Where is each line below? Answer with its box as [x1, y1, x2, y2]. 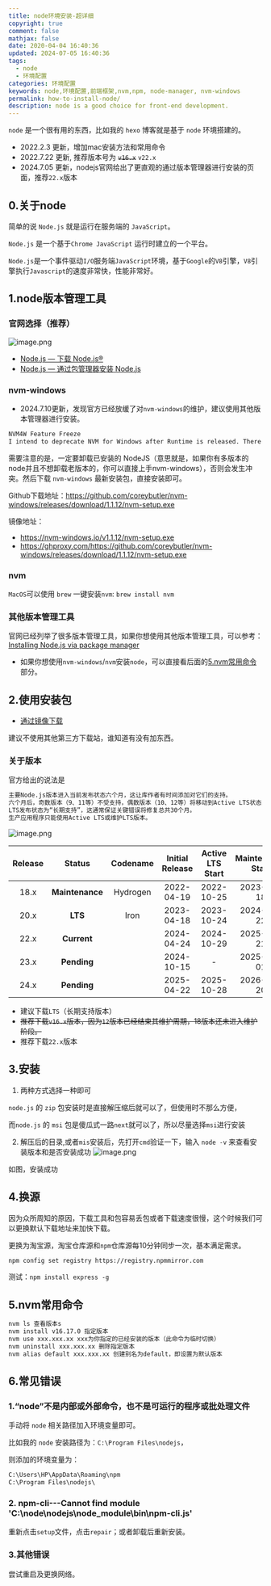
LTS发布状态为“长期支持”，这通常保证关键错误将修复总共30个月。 [8, 806, 196, 814]
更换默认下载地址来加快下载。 [15, 1223, 115, 1233]
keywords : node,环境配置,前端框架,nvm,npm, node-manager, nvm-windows [8, 86, 241, 95]
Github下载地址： [8, 490, 66, 500]
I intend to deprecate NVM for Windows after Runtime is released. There [8, 437, 262, 445]
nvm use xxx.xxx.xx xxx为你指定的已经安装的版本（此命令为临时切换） [8, 1335, 220, 1343]
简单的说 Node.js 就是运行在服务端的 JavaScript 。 [8, 221, 175, 231]
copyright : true [8, 19, 63, 27]
